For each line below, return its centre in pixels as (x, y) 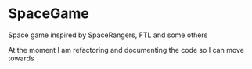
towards (21, 58)
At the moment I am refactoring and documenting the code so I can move (126, 50)
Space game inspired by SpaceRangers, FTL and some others (108, 35)
